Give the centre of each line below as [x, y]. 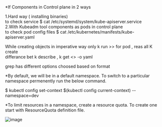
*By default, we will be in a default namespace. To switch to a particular [78, 76]
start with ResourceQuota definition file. [45, 110]
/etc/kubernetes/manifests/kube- [101, 32]
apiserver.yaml [20, 37]
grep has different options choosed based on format [58, 66]
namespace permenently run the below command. [56, 81]
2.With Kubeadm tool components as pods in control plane [64, 27]
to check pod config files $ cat [36, 32]
